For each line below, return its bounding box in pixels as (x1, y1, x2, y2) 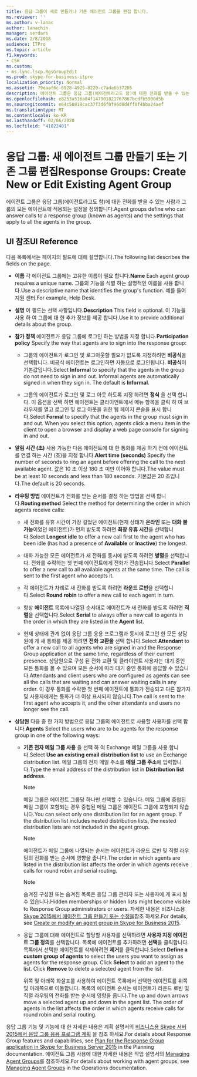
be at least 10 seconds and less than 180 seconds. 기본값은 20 (14, 472, 164, 479)
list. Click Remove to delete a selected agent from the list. (23, 965, 163, 972)
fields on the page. (6, 260, 52, 267)
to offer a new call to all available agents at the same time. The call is (23, 566, 189, 573)
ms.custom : (6, 63, 33, 69)
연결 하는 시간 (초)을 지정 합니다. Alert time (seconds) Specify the (21, 452, 175, 459)
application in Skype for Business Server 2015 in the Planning (6, 1043, 154, 1050)
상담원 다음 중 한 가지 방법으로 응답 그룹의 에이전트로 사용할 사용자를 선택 (14, 718, 182, 725)
